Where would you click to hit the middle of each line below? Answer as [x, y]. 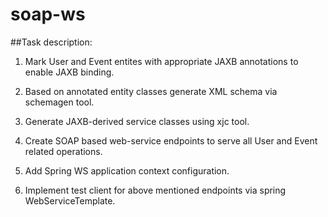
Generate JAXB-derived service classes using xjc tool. [137, 121]
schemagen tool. [59, 102]
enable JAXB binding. [69, 72]
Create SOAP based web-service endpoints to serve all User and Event [171, 140]
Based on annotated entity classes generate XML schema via [151, 91]
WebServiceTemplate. [70, 200]
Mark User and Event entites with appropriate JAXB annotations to [161, 61]
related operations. [63, 151]
